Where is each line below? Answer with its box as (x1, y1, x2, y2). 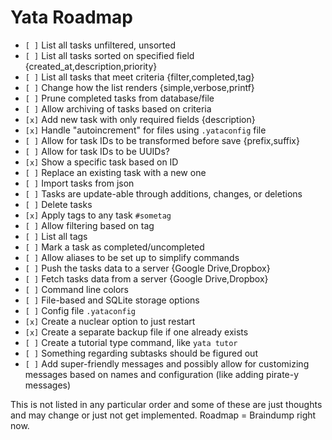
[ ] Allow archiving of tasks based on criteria (24, 102, 212, 115)
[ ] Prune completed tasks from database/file (24, 92, 215, 104)
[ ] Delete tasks (24, 198, 93, 210)
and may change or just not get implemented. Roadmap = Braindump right (10, 409, 317, 421)
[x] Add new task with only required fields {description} (24, 113, 256, 125)
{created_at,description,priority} (24, 60, 158, 72)
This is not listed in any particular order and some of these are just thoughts (10, 398, 323, 410)
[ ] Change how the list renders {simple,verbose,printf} (24, 81, 255, 93)
